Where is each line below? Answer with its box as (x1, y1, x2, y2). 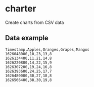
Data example (5, 34, 48, 42)
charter (5, 3, 37, 14)
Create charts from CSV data (5, 19, 64, 25)
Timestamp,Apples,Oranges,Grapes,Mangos (5, 47, 90, 52)
